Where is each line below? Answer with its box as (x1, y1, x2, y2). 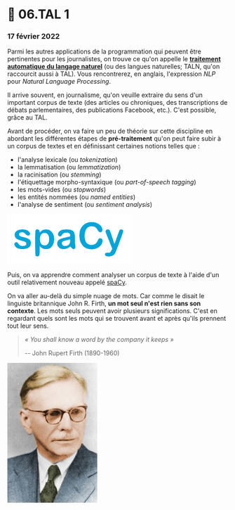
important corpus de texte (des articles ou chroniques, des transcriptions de (7, 98, 228, 107)
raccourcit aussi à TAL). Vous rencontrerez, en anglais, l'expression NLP (7, 70, 216, 78)
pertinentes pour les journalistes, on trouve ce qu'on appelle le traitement (7, 55, 221, 63)
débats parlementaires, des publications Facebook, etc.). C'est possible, (7, 106, 217, 115)
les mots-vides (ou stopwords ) (17, 186, 107, 194)
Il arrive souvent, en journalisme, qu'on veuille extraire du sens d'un (7, 91, 203, 99)
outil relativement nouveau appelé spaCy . (7, 278, 128, 287)
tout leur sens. (7, 321, 49, 330)
